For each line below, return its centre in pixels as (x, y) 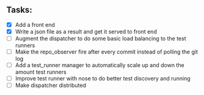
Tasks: (19, 10)
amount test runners (41, 72)
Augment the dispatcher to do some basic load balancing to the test (100, 38)
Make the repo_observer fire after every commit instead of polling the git (107, 52)
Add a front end (35, 24)
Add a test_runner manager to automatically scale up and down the (100, 65)
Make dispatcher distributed (51, 85)
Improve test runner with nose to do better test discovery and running (103, 79)
